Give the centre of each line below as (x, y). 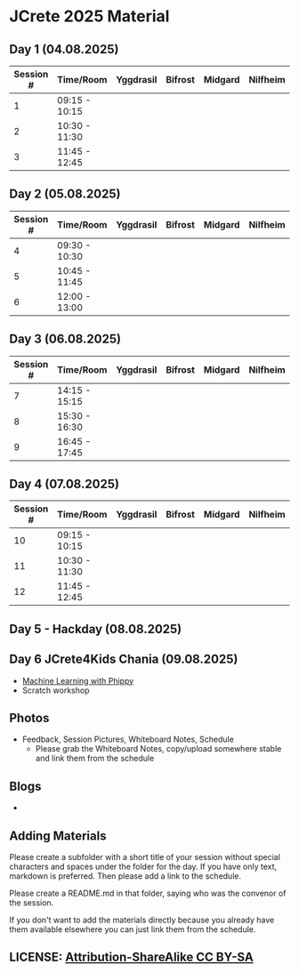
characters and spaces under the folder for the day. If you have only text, (143, 867)
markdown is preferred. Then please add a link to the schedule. (125, 876)
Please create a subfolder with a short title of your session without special (145, 857)
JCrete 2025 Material (89, 16)
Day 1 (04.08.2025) (64, 49)
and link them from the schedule (95, 759)
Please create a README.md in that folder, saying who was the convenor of (148, 893)
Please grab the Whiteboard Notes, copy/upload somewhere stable (158, 749)
